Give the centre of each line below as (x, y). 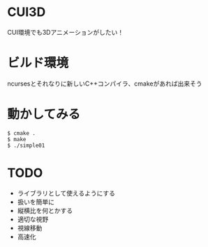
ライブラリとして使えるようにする (66, 193)
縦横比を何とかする (45, 210)
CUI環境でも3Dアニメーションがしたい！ (66, 32)
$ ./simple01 (26, 145)
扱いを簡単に (36, 202)
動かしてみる (44, 114)
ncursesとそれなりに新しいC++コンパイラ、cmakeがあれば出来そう (105, 83)
